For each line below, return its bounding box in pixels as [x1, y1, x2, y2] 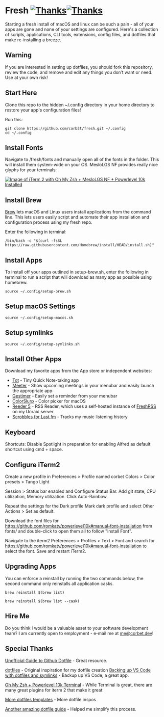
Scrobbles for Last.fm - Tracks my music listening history [12, 414, 128, 420]
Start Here [5, 89, 38, 97]
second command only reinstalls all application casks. [5, 581, 114, 586]
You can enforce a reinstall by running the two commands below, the [5, 575, 143, 581]
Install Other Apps [5, 355, 62, 363]
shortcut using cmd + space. [5, 447, 63, 452]
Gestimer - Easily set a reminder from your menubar [12, 393, 117, 399]
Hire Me [5, 612, 29, 620]
